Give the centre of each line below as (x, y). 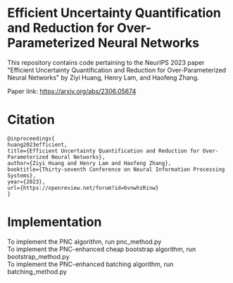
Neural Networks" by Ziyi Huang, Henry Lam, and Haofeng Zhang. (103, 77)
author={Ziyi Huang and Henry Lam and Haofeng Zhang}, (89, 163)
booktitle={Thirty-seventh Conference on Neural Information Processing (116, 169)
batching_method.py (37, 271)
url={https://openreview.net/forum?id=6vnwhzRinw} (83, 188)
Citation (31, 120)
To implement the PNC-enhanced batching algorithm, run (90, 264)
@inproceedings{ (31, 138)
